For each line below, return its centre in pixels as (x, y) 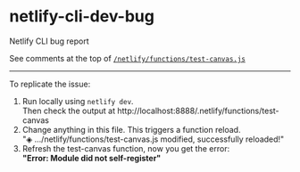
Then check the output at (69, 111)
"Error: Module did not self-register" (92, 158)
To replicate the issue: (50, 84)
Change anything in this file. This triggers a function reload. (131, 129)
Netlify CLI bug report (49, 41)
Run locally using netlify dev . (78, 101)
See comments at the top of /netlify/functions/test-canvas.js (127, 58)
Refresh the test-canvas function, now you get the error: (126, 148)
